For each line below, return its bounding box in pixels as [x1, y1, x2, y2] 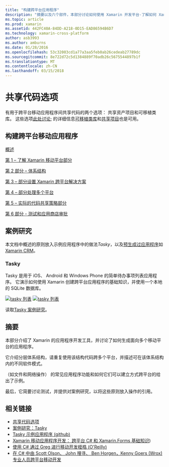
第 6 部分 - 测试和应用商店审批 [5, 211, 68, 217]
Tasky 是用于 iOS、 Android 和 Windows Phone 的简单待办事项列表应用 [5, 272, 153, 278]
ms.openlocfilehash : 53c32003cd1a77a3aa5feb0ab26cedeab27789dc [5, 49, 141, 55]
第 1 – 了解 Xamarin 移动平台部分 [5, 157, 72, 163]
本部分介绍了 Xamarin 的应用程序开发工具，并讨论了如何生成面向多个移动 [5, 337, 157, 343]
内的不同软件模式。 [5, 360, 45, 367]
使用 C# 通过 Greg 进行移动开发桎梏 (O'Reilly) [12, 444, 107, 450]
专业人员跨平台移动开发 [12, 456, 61, 462]
